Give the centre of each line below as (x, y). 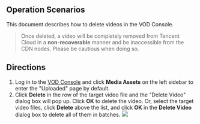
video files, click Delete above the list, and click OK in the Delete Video (103, 107)
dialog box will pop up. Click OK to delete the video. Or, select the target (104, 101)
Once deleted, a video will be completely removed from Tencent (100, 36)
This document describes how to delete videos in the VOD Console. (90, 24)
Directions (26, 67)
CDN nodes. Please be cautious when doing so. (80, 49)
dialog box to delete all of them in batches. (68, 114)
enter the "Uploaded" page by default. (62, 88)
